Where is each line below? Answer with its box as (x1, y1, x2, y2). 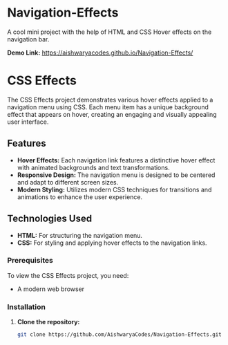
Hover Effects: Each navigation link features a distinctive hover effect (17, 156, 216, 164)
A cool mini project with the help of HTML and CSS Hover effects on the (7, 28, 212, 36)
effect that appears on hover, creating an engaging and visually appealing (7, 110, 217, 118)
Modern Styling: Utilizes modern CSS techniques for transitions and (17, 185, 212, 194)
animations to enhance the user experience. (17, 192, 143, 201)
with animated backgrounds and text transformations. (17, 163, 171, 171)
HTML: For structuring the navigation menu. (17, 231, 143, 239)
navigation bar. (7, 35, 50, 43)
